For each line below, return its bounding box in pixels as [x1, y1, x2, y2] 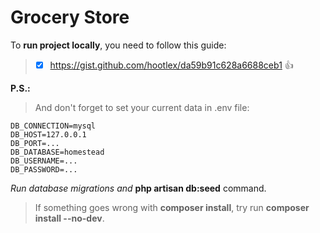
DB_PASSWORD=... [10, 164, 78, 175]
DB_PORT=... [10, 138, 60, 148]
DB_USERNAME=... [10, 156, 78, 166]
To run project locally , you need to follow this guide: [10, 39, 227, 51]
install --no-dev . [34, 212, 105, 224]
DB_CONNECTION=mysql [10, 121, 97, 131]
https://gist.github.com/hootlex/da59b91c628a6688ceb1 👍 [49, 59, 294, 71]
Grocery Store [10, 6, 130, 29]
